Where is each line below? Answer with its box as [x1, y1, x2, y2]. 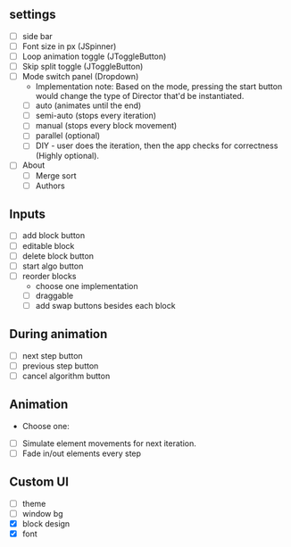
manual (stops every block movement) [35, 120, 178, 131]
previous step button [21, 361, 99, 371]
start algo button [21, 261, 84, 271]
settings [9, 7, 56, 22]
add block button [21, 230, 86, 241]
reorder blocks [21, 270, 77, 281]
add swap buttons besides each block [35, 300, 176, 311]
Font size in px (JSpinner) [21, 40, 117, 52]
